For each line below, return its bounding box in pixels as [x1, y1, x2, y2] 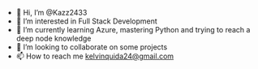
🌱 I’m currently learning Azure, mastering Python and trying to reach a [15, 25, 251, 34]
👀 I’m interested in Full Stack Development [15, 16, 158, 26]
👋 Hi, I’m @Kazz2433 [15, 8, 88, 17]
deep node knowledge [15, 33, 92, 43]
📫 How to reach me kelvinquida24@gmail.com [15, 51, 174, 61]
